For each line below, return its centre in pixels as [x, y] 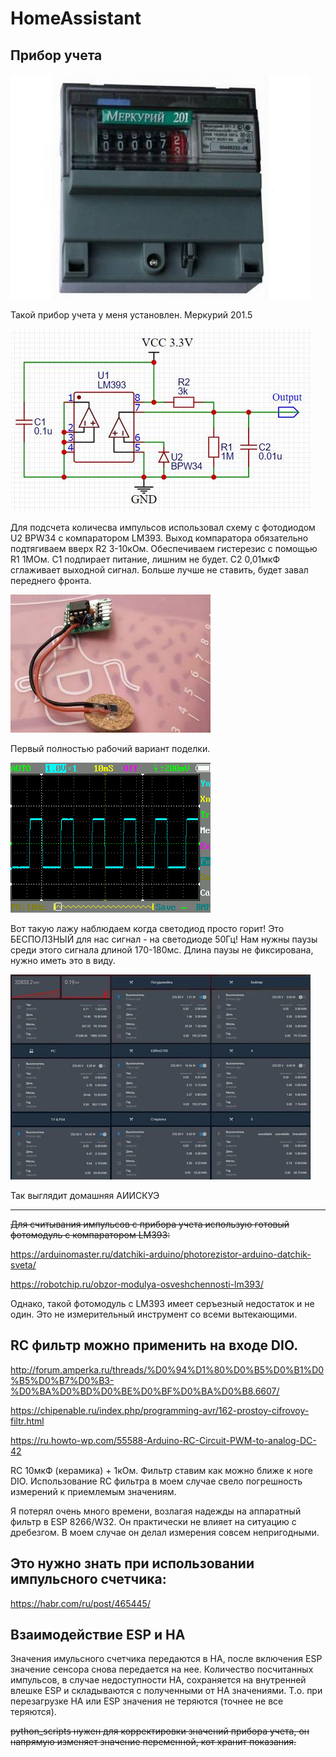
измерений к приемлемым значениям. [93, 1491]
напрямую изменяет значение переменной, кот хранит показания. [153, 1742]
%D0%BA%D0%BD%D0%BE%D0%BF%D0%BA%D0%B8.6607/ [145, 1391]
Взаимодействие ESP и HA [98, 1635]
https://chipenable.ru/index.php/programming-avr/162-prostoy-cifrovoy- [160, 1410]
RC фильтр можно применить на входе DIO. [154, 1345]
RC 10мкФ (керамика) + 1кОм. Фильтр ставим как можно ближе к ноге [161, 1470]
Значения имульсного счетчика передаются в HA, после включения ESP [166, 1659]
